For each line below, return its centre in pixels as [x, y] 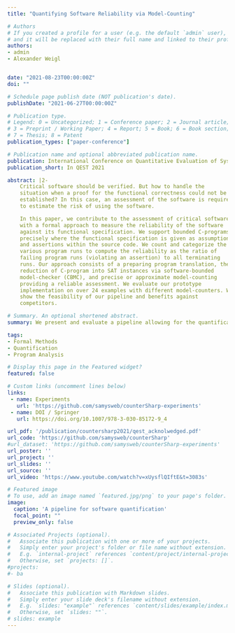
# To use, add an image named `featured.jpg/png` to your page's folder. [117, 496]
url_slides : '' [29, 464]
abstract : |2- [28, 180]
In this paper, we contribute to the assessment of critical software [125, 219]
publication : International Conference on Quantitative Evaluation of [112, 161]
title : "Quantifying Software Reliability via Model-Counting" [101, 14]
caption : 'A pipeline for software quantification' [91, 509]
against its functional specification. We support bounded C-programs [125, 232]
